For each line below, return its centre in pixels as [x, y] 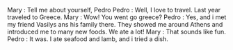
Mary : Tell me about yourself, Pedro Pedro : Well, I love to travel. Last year [114, 10]
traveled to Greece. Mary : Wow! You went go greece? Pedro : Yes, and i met [117, 17]
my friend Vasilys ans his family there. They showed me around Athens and [115, 24]
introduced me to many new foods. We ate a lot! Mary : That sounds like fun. [116, 32]
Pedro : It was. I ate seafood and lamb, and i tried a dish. [88, 39]
